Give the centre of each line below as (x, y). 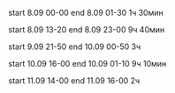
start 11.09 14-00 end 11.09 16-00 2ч (74, 81)
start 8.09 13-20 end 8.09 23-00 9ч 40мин (87, 29)
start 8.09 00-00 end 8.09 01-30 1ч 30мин (86, 13)
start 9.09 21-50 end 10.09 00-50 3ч (75, 46)
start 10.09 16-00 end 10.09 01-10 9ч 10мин (87, 64)
